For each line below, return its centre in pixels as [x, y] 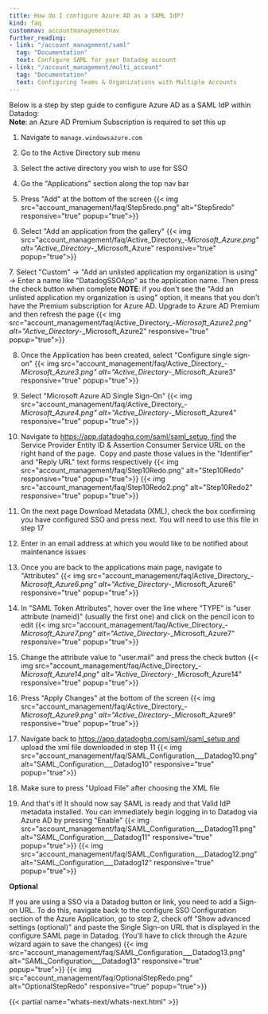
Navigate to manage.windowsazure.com [81, 137]
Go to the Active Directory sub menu [80, 153]
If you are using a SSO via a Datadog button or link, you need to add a [123, 901]
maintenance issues [53, 552]
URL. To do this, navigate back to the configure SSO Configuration [128, 910]
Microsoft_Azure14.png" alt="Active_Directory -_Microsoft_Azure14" [131, 674]
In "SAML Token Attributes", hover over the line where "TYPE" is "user [136, 608]
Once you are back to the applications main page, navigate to [121, 567]
